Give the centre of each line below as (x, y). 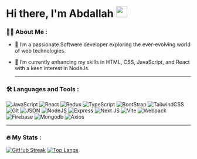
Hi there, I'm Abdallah (60, 14)
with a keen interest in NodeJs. (52, 68)
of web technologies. (40, 51)
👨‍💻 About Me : (27, 32)
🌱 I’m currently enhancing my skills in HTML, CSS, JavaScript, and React (102, 62)
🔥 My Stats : (24, 137)
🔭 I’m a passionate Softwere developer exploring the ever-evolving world (102, 44)
